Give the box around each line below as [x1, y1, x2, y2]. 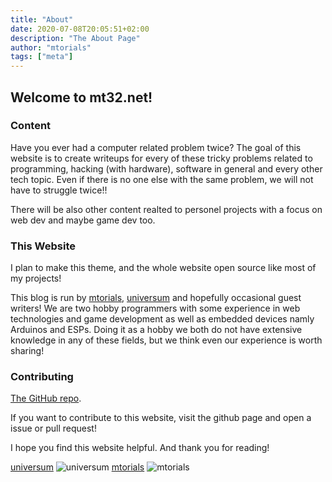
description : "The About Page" [10, 33, 141, 43]
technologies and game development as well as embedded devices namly [10, 313, 315, 325]
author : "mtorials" [10, 42, 92, 53]
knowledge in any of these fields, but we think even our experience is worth [10, 334, 323, 346]
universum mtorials [10, 461, 145, 473]
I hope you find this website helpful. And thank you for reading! [10, 442, 270, 454]
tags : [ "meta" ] [10, 52, 74, 62]
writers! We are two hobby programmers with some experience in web [10, 302, 301, 315]
